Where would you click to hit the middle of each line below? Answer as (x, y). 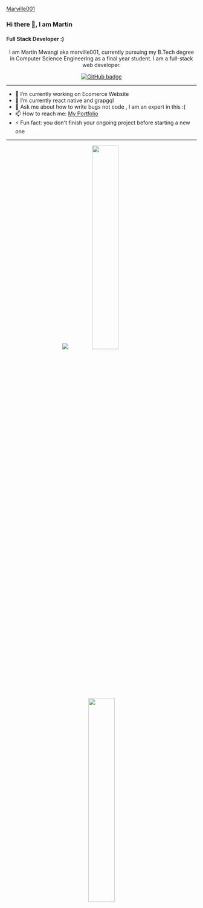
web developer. (101, 65)
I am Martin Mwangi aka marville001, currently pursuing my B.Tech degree (101, 52)
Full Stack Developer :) (35, 39)
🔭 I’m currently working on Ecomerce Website (72, 94)
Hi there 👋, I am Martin (40, 24)
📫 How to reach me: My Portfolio (56, 113)
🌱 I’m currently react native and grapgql (64, 101)
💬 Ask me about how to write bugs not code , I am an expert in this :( (100, 107)
